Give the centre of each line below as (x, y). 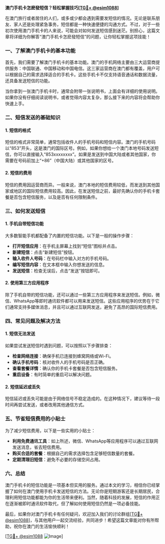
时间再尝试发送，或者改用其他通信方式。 (46, 405)
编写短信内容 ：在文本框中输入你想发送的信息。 (59, 264)
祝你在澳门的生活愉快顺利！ (41, 526)
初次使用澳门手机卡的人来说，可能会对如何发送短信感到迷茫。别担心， (76, 31)
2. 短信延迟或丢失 (23, 387)
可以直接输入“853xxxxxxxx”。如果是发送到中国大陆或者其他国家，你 (87, 154)
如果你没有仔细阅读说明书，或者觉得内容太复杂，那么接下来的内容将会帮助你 (82, 98)
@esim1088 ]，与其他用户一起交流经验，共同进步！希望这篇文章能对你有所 (80, 520)
